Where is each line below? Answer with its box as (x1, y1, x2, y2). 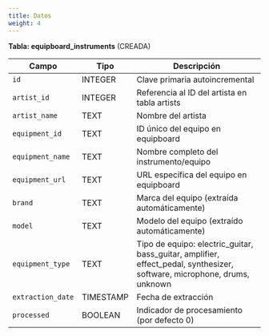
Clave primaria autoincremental (136, 74, 255, 85)
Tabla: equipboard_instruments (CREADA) (8, 41, 151, 51)
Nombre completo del (136, 146, 219, 157)
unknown (136, 278, 172, 289)
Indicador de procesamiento (136, 304, 243, 315)
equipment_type (12, 259, 70, 269)
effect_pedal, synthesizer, (136, 258, 234, 269)
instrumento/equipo (136, 156, 211, 167)
